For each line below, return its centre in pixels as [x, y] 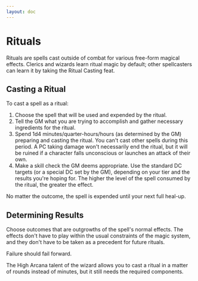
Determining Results [45, 215]
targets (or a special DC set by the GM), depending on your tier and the [102, 172]
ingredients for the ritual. [45, 128]
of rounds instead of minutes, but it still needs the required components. [95, 271]
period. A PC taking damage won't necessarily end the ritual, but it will [101, 147]
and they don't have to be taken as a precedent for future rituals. [86, 242]
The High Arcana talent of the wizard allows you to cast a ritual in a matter [97, 265]
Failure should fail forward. [39, 254]
